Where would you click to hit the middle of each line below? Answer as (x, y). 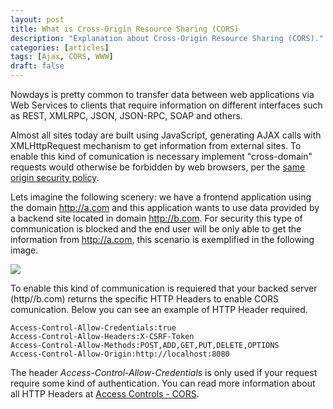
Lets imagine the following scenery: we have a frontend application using (161, 197)
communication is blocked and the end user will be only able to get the (156, 229)
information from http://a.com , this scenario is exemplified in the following (162, 239)
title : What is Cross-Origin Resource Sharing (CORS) (125, 29)
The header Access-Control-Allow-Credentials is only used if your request (164, 372)
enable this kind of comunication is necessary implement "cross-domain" (161, 156)
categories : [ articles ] (60, 47)
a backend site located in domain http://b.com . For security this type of (156, 218)
